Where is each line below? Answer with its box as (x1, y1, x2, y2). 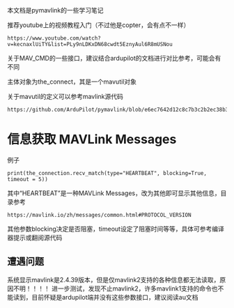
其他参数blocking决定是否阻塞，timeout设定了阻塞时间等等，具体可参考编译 (7, 224, 224, 233)
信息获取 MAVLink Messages (7, 132, 177, 148)
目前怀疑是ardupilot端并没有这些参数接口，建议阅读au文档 (31, 293, 198, 301)
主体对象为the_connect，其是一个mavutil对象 (7, 77, 137, 86)
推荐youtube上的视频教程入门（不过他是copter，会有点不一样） (7, 21, 190, 29)
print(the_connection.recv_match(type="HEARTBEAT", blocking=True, (7, 169, 208, 176)
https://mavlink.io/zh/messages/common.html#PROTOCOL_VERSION (7, 211, 192, 218)
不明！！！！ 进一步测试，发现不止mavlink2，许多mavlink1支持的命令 (13, 284, 212, 293)
